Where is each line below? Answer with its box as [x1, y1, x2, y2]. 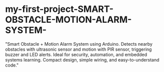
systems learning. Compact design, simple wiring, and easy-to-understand [5, 57, 159, 63]
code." [5, 62, 19, 68]
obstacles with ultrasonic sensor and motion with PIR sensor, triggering [5, 46, 152, 52]
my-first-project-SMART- [5, 3, 114, 15]
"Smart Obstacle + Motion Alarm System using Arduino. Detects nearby [5, 41, 152, 47]
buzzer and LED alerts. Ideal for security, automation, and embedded [5, 51, 147, 58]
